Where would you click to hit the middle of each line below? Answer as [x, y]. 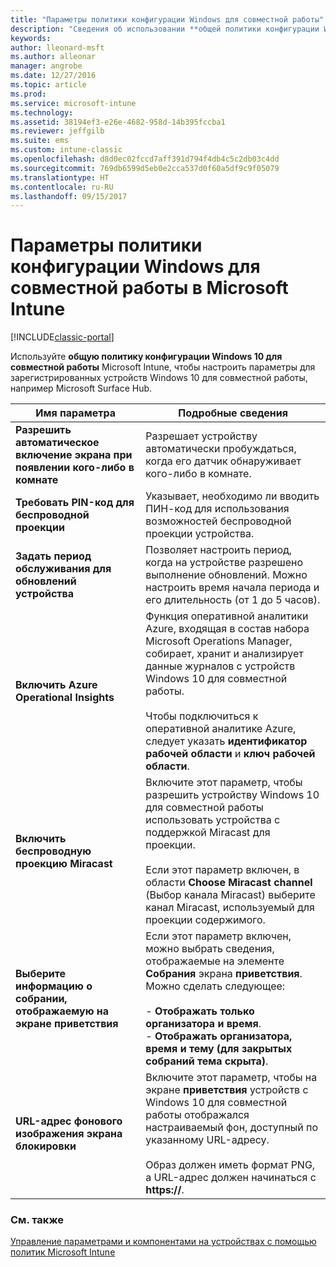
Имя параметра [75, 413]
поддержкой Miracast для [208, 833]
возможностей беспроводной [218, 521]
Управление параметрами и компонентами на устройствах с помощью [163, 1242]
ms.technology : [42, 112]
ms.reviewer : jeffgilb [57, 131]
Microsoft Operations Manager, [219, 641]
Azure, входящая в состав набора [227, 629]
